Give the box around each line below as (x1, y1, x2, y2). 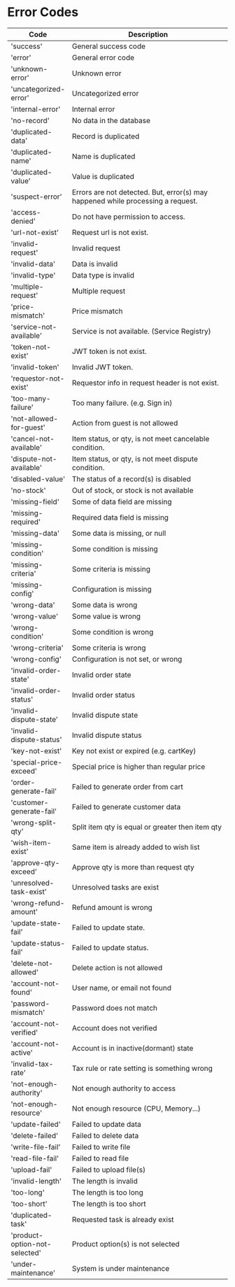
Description (128, 29, 169, 39)
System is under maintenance (71, 1263, 170, 1273)
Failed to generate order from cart (71, 781, 183, 791)
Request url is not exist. (71, 227, 149, 237)
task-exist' (10, 886, 47, 896)
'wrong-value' (10, 611, 59, 621)
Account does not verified (71, 1023, 157, 1032)
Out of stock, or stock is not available (71, 485, 194, 495)
